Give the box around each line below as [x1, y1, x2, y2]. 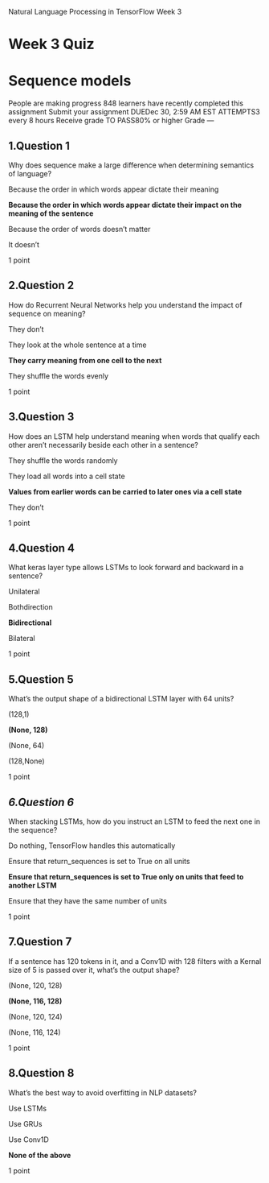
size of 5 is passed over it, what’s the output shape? [8, 965, 181, 974]
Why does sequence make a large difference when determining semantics [8, 160, 255, 170]
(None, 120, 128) [8, 980, 63, 990]
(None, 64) [8, 741, 45, 751]
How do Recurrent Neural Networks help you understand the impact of [8, 300, 243, 309]
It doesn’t [8, 239, 40, 249]
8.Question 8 [8, 1066, 75, 1080]
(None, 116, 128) [8, 996, 63, 1006]
